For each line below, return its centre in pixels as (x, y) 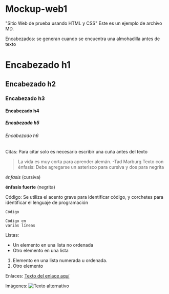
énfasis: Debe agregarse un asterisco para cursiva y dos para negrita (91, 167)
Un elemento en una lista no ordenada (53, 245)
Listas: (12, 235)
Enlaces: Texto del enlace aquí (37, 275)
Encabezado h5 (22, 123)
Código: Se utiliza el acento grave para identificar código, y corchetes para (84, 197)
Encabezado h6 (22, 135)
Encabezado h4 (22, 111)
